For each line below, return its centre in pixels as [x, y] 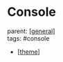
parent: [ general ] [31, 31]
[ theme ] [28, 52]
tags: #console [28, 38]
